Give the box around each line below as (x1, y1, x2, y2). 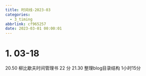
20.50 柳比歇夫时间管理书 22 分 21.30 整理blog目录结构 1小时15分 (5, 65, 141, 71)
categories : (5, 12, 30, 17)
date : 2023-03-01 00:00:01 (5, 26, 62, 31)
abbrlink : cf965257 (5, 21, 46, 27)
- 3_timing (10, 17, 33, 22)
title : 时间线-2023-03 (5, 7, 51, 13)
